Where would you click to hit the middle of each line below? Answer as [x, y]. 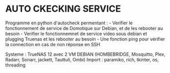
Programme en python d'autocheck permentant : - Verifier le [69, 23]
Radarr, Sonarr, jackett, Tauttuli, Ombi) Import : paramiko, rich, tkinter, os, [82, 59]
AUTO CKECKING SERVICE [63, 9]
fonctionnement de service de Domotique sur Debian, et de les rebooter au [84, 28]
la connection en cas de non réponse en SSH [53, 44]
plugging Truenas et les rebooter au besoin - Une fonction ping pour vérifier [85, 39]
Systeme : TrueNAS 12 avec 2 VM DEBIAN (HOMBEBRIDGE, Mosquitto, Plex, [86, 54]
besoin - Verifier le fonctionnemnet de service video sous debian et [76, 33]
